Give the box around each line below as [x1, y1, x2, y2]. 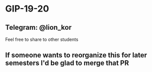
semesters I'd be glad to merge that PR [5, 59, 129, 67]
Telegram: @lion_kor [5, 23, 72, 32]
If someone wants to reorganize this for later [5, 51, 147, 59]
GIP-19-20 [5, 3, 49, 15]
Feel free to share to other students [5, 36, 79, 42]
